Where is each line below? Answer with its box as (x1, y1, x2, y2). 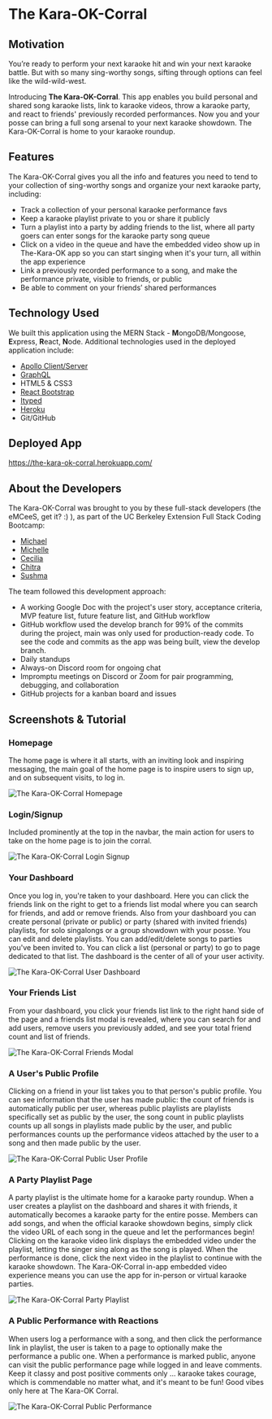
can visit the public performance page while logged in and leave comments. (8, 1360, 262, 1369)
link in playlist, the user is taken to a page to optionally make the (8, 1342, 222, 1352)
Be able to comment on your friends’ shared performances (19, 282, 217, 292)
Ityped (19, 396, 42, 405)
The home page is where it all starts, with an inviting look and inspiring (8, 755, 244, 765)
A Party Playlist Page (8, 1174, 93, 1185)
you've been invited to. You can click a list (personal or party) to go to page (8, 942, 261, 953)
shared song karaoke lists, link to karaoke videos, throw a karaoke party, (8, 101, 251, 110)
